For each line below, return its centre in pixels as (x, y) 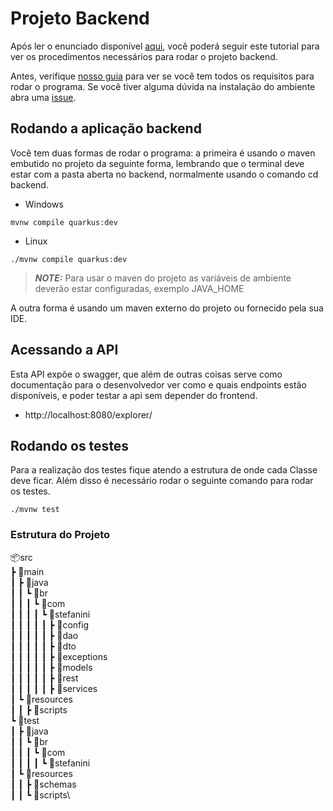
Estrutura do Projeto (60, 535)
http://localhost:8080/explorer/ (88, 414)
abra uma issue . (43, 97)
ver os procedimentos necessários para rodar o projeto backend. (144, 56)
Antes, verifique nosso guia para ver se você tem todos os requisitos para (162, 76)
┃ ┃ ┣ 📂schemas (43, 784)
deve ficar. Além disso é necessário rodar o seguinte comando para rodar (162, 481)
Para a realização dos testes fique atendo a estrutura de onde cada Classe (164, 470)
